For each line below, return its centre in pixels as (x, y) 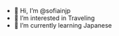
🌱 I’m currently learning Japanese (63, 25)
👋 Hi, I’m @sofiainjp (42, 11)
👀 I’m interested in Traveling (54, 18)
